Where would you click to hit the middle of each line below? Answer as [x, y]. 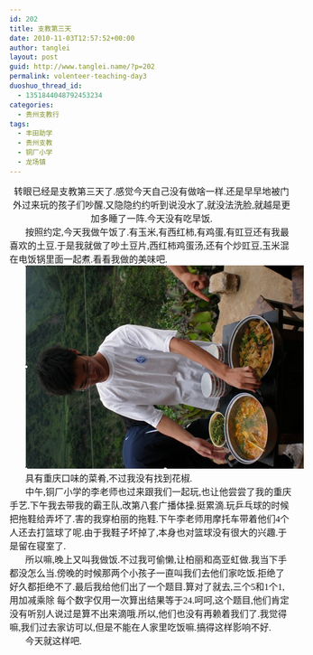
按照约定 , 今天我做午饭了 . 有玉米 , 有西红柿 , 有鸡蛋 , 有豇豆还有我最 [158, 232]
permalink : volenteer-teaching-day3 [78, 77]
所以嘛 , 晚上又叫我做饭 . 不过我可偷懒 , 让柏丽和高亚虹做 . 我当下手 [156, 559]
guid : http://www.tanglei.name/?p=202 [82, 67]
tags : [19, 124]
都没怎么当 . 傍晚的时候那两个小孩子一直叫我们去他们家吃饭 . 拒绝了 [147, 573]
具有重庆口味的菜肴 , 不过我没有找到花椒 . [109, 478]
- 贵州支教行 [39, 114]
